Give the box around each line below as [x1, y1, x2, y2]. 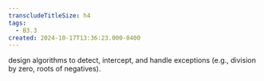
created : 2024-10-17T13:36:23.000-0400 [8, 33, 141, 42]
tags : [8, 19, 26, 27]
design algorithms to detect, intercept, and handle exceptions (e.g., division [8, 56, 257, 65]
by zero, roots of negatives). [8, 64, 101, 74]
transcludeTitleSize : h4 [8, 11, 91, 20]
